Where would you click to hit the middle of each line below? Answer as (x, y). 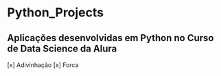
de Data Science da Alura (62, 48)
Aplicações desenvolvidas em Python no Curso (110, 38)
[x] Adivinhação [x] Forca (43, 65)
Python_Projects (56, 13)
